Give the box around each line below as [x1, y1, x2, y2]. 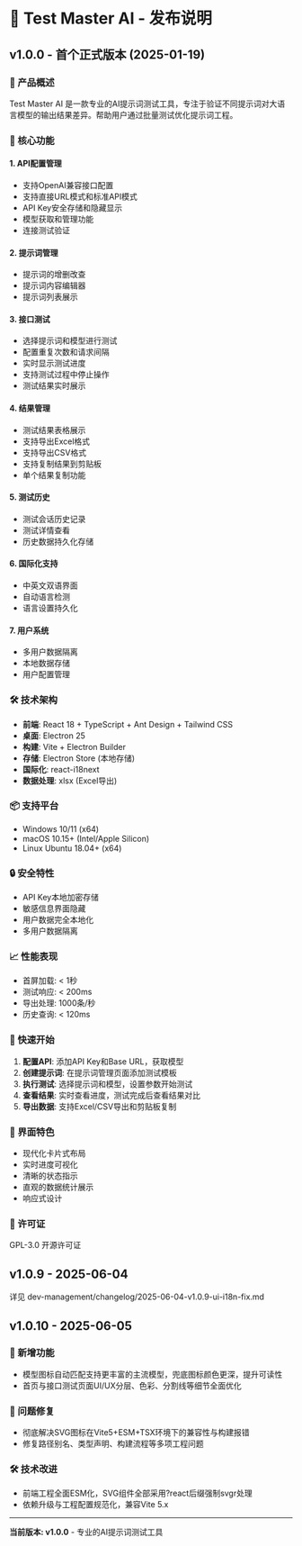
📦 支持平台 [9, 800, 59, 812]
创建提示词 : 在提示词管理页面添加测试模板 [22, 1067, 177, 1078]
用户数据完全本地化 [22, 915, 94, 926]
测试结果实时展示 [22, 380, 86, 392]
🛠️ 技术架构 [9, 694, 58, 707]
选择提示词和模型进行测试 [22, 335, 118, 347]
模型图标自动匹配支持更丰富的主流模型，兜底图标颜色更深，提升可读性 [22, 1369, 283, 1379]
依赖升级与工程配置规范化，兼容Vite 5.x [22, 1499, 169, 1510]
